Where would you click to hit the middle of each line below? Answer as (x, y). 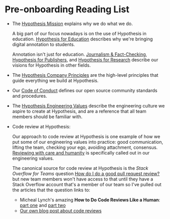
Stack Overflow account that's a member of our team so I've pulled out (87, 184)
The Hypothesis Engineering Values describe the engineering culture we (88, 105)
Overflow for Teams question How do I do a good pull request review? (86, 173)
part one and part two (43, 205)
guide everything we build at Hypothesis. (55, 80)
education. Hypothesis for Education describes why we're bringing (82, 39)
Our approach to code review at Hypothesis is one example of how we (86, 136)
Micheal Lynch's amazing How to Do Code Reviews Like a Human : (90, 200)
